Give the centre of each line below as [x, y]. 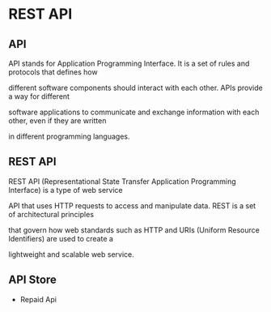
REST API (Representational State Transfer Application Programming [122, 181]
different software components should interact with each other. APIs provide [135, 88]
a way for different [39, 96]
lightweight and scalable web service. [72, 254]
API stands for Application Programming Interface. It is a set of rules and [129, 63]
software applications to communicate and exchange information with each [134, 112]
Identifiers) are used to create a [61, 238]
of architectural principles [51, 214]
